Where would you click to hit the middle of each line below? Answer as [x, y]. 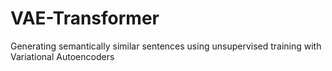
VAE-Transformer [85, 18]
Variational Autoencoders [62, 56]
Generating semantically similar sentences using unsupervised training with [166, 46]
